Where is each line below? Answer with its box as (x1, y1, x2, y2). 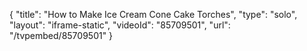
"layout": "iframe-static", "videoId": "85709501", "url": (9, 19, 231, 31)
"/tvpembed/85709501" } (9, 30, 114, 41)
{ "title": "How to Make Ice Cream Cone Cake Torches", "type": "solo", (9, 9, 298, 20)
